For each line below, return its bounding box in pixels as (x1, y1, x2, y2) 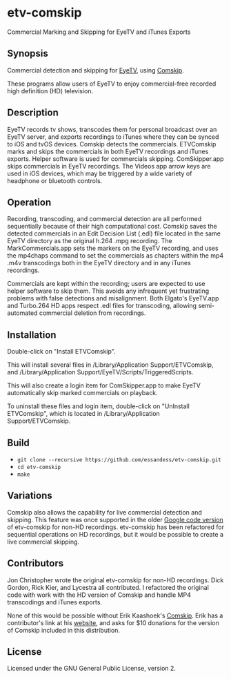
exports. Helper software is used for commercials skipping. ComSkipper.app (7, 154, 224, 163)
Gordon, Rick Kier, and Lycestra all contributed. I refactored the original (7, 583, 209, 591)
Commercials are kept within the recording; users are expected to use (7, 280, 205, 288)
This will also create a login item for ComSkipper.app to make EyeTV (7, 381, 201, 390)
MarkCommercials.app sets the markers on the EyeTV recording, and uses (7, 244, 219, 253)
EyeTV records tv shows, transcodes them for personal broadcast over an (7, 125, 217, 133)
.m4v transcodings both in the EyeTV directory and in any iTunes (7, 259, 191, 267)
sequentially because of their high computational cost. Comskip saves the (7, 222, 217, 231)
